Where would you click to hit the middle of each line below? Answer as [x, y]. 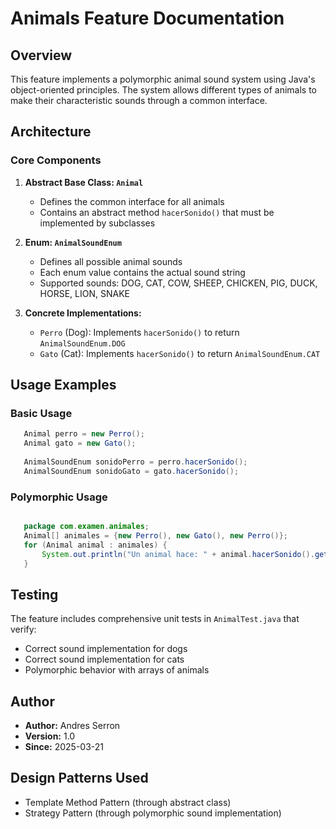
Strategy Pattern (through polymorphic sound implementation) [153, 813]
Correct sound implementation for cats [104, 659]
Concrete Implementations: [83, 313]
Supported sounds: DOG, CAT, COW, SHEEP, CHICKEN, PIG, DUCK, [178, 283]
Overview [41, 55]
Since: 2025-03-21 [64, 747]
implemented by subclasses [97, 223]
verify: [23, 629]
